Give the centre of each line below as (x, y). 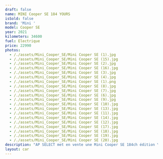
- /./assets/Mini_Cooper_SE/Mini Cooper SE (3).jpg (63, 73)
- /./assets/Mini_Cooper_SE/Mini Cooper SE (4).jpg (63, 77)
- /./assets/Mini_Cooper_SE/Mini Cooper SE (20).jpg (64, 140)
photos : (13, 50)
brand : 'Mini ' (20, 23)
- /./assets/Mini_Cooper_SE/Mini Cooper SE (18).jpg (64, 131)
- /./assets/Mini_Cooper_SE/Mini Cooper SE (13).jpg (64, 109)
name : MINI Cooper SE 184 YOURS (38, 14)
